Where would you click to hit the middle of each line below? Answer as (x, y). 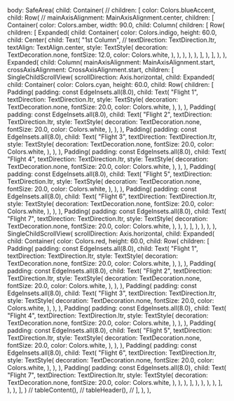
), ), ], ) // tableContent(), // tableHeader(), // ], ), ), (80, 390)
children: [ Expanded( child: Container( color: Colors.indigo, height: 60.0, (112, 32)
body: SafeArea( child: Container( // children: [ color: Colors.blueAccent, (111, 10)
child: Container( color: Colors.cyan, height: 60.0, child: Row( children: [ (111, 84)
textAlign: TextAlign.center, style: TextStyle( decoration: (88, 47)
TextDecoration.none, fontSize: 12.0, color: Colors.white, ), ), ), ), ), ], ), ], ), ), (117, 55)
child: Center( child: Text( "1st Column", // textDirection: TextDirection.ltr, (112, 40)
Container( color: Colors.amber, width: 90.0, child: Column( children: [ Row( (116, 25)
